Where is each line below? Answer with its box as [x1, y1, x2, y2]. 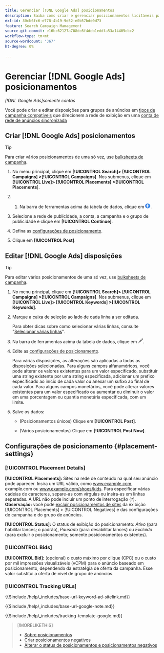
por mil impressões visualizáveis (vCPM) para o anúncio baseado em [5, 560, 144, 566]
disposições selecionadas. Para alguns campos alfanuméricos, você [12, 363, 150, 369]
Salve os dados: [12, 409, 45, 415]
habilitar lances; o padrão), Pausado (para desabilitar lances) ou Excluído [5, 526, 153, 532]
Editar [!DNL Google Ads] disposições [5, 252, 123, 260]
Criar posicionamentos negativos [24, 637, 91, 643]
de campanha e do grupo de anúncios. [5, 512, 83, 517]
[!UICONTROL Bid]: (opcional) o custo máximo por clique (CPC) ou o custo [5, 555, 156, 561]
